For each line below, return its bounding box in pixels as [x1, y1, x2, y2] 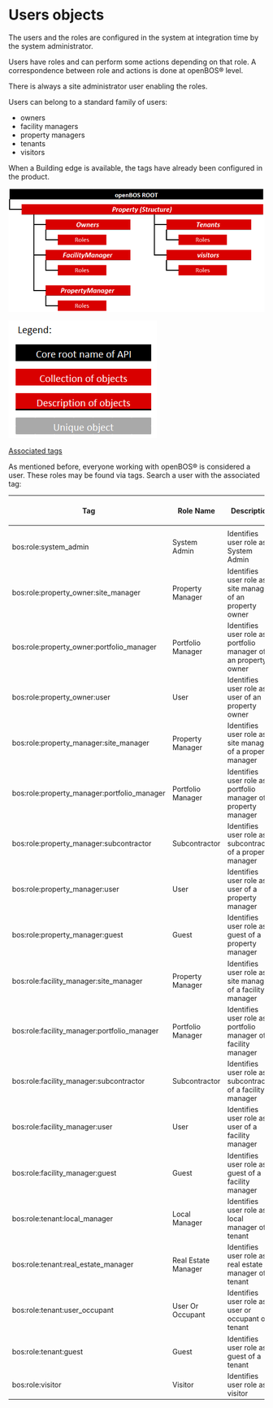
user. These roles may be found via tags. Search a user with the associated [8, 470, 260, 480]
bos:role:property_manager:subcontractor [11, 838, 152, 848]
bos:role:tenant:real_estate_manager [11, 1259, 134, 1269]
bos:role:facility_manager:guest [11, 1168, 117, 1177]
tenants [19, 138, 46, 148]
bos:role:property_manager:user [11, 884, 119, 895]
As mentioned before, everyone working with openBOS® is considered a [8, 461, 251, 472]
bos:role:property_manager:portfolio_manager [11, 788, 166, 798]
